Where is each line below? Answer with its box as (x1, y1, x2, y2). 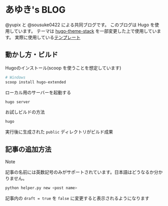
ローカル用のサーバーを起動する (5, 89, 71, 95)
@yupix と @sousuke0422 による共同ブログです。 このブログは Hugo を (5, 22, 155, 28)
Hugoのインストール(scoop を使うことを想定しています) (5, 64, 121, 71)
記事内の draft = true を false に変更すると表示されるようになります (5, 195, 149, 201)
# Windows (5, 75, 26, 80)
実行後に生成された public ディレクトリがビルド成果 (5, 129, 113, 135)
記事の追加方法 (5, 145, 52, 154)
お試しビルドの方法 (5, 109, 45, 115)
